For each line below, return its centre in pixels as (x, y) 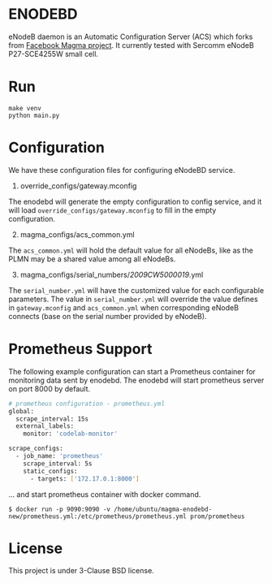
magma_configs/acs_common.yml (78, 234)
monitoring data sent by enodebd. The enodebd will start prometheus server (136, 380)
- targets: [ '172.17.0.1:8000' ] (84, 479)
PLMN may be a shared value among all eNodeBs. (92, 259)
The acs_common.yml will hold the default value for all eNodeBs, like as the (131, 250)
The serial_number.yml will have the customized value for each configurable (136, 290)
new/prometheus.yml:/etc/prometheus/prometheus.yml (97, 516)
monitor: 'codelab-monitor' (70, 434)
